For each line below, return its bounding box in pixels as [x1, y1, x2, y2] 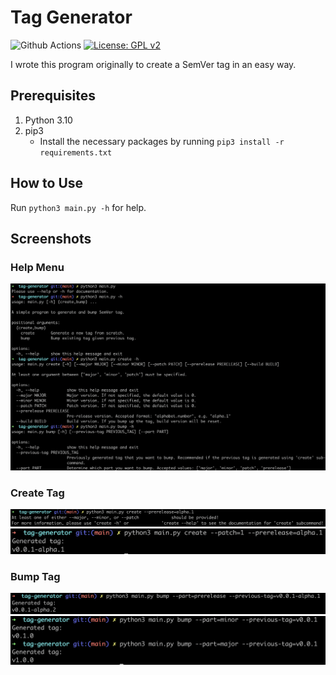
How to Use [10, 175, 84, 192]
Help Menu [10, 260, 65, 274]
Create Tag [10, 486, 65, 500]
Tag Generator [10, 6, 133, 29]
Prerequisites [10, 87, 96, 105]
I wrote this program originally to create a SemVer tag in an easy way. [10, 58, 297, 70]
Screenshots [10, 230, 92, 247]
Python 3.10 [24, 114, 73, 126]
